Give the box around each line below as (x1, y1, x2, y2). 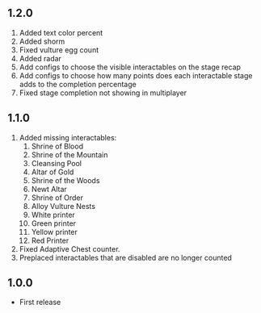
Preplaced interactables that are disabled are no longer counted (19, 252, 232, 262)
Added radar (19, 53, 62, 63)
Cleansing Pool (31, 158, 82, 168)
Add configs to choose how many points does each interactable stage (19, 70, 253, 80)
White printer (31, 210, 76, 219)
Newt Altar (31, 184, 68, 194)
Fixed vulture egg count (19, 44, 99, 55)
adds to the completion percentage (19, 79, 137, 89)
